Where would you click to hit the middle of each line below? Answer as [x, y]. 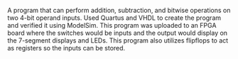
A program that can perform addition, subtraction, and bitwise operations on [119, 10]
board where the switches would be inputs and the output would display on [118, 33]
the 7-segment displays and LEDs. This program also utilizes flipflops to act [118, 41]
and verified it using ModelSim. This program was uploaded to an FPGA [112, 25]
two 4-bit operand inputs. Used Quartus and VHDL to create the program [114, 18]
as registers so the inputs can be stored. [66, 48]
